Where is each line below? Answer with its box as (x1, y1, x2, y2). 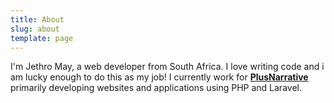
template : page (10, 33, 74, 43)
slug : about (10, 24, 60, 34)
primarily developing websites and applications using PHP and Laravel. (10, 82, 302, 94)
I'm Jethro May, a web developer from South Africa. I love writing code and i (10, 61, 325, 73)
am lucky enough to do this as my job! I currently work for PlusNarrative (10, 71, 309, 83)
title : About (10, 14, 65, 25)
